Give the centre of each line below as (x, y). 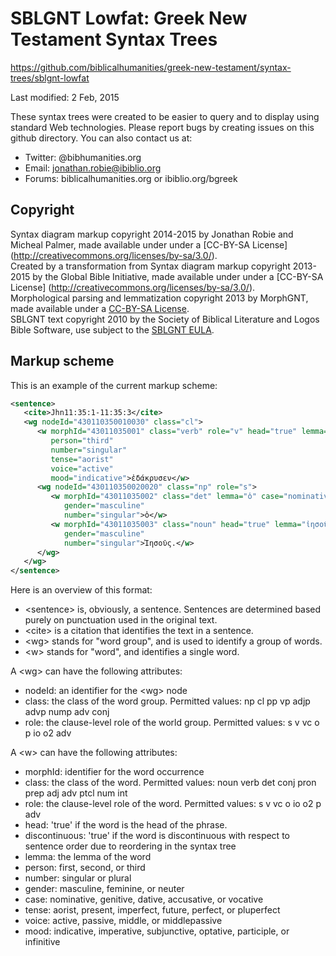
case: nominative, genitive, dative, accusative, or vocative (144, 899)
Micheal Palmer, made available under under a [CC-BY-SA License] (149, 244)
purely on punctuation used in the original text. (121, 620)
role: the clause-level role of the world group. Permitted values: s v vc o (172, 723)
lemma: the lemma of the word (88, 857)
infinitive (42, 942)
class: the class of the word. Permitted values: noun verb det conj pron (170, 783)
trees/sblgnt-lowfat (50, 78)
